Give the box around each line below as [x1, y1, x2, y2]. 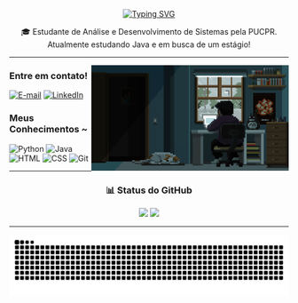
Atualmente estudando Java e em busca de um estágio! [47, 39, 251, 50]
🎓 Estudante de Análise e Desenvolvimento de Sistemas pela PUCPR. [20, 27, 278, 36]
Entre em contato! [9, 69, 89, 82]
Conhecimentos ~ [9, 124, 89, 136]
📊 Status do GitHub [106, 184, 192, 196]
